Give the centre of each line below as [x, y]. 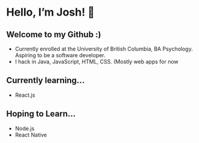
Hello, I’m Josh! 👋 [51, 12]
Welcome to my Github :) [54, 35]
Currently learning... [46, 81]
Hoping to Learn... [41, 114]
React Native [31, 135]
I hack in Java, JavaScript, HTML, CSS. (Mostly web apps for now [97, 62]
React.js [25, 95]
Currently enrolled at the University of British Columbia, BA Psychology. [104, 49]
